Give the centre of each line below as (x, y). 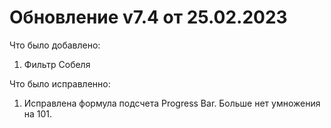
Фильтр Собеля (57, 64)
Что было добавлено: (55, 45)
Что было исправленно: (60, 83)
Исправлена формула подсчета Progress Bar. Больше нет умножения (172, 103)
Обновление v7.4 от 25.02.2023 (148, 17)
